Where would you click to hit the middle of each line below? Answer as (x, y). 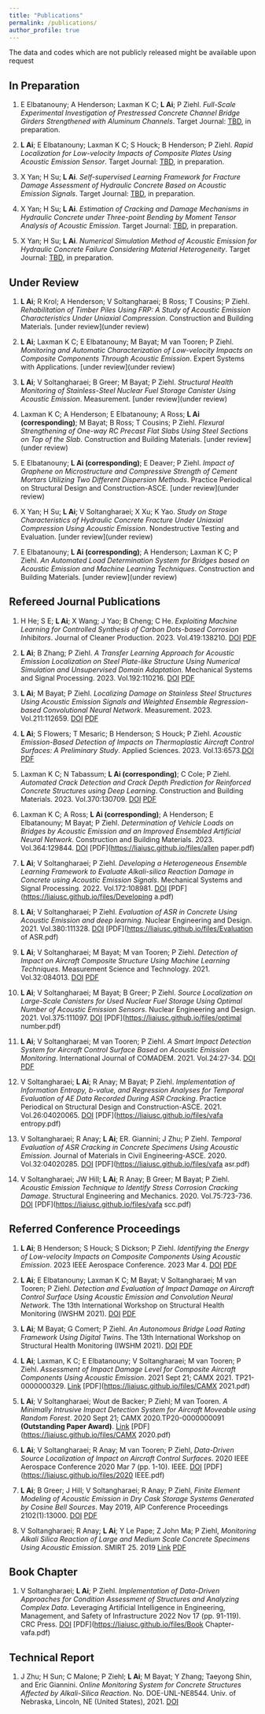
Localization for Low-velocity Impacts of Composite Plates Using (126, 154)
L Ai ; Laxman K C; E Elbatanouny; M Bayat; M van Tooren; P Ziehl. (127, 342)
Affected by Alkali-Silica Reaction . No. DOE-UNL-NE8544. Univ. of (128, 1694)
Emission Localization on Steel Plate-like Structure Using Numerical (130, 661)
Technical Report (52, 1658)
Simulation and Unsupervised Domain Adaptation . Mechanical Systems (136, 670)
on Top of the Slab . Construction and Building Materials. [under (123, 439)
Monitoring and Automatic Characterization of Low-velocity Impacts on (136, 350)
